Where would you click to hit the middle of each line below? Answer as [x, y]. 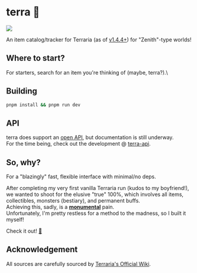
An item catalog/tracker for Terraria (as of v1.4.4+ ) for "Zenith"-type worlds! [99, 39]
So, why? [23, 162]
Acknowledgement [42, 250]
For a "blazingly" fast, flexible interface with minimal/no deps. [81, 176]
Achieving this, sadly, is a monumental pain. [60, 207]
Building [22, 91]
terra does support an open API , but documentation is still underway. [90, 137]
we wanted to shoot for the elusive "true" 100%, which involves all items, [95, 194]
